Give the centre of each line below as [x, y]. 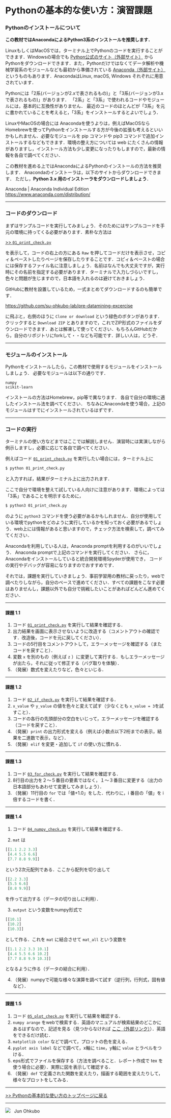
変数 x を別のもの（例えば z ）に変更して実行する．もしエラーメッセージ [89, 657]
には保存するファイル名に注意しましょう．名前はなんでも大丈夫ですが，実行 [85, 265]
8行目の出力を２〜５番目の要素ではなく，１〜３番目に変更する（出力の [88, 780]
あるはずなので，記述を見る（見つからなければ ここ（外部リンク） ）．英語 [89, 1029]
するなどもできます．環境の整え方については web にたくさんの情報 [93, 142]
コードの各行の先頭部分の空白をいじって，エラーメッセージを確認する [86, 718]
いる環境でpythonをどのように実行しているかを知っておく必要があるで [79, 522]
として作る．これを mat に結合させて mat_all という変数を [66, 939]
